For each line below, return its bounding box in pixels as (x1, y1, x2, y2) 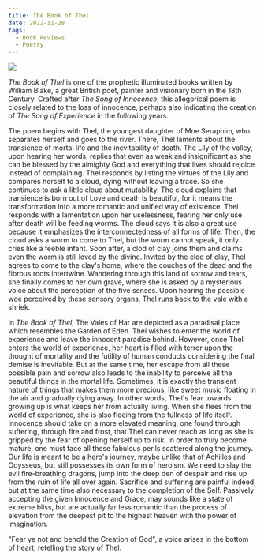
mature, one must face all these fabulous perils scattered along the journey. (8, 444, 254, 453)
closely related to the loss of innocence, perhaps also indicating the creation (8, 103, 257, 112)
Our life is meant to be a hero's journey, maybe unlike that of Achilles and (8, 452, 246, 462)
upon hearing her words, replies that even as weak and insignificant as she (8, 152, 251, 161)
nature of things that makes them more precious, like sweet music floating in (8, 385, 256, 395)
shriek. (8, 303, 31, 312)
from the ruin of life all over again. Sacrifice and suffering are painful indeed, (8, 477, 256, 487)
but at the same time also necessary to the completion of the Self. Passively (8, 486, 255, 495)
